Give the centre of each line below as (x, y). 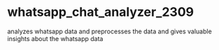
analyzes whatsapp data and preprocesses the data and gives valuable (109, 31)
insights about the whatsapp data (55, 38)
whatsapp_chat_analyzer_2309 (101, 12)
